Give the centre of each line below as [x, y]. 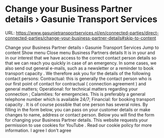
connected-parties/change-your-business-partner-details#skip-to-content [81, 38]
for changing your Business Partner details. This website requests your [77, 120]
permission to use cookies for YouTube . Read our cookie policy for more [79, 125]
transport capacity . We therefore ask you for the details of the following [78, 73]
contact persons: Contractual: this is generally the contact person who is [78, 79]
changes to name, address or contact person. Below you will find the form [80, 115]
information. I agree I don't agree [38, 130]
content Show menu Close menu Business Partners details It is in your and [80, 53]
